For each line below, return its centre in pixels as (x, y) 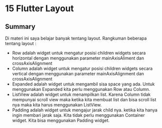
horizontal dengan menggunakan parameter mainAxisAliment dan (78, 58)
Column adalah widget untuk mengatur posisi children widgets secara (82, 68)
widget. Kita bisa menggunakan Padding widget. (61, 120)
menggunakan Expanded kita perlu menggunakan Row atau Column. (81, 89)
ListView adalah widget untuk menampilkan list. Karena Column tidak (81, 94)
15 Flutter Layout (40, 9)
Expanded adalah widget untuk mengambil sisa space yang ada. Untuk (83, 84)
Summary (20, 27)
